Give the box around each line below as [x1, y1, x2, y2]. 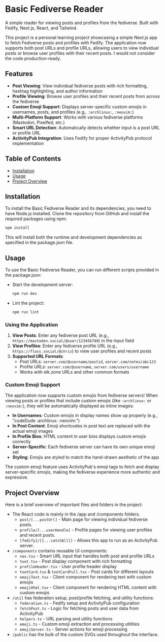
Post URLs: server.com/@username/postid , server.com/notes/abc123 [19, 358, 156, 365]
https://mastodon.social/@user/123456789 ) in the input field [12, 338, 134, 344]
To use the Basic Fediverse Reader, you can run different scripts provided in [5, 267, 159, 273]
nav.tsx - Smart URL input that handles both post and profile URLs [19, 553, 155, 559]
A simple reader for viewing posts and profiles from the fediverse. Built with [5, 20, 159, 26]
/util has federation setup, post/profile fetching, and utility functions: [12, 595, 154, 601]
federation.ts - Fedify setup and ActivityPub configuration [19, 600, 140, 606]
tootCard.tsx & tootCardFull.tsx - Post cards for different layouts [19, 569, 154, 575]
